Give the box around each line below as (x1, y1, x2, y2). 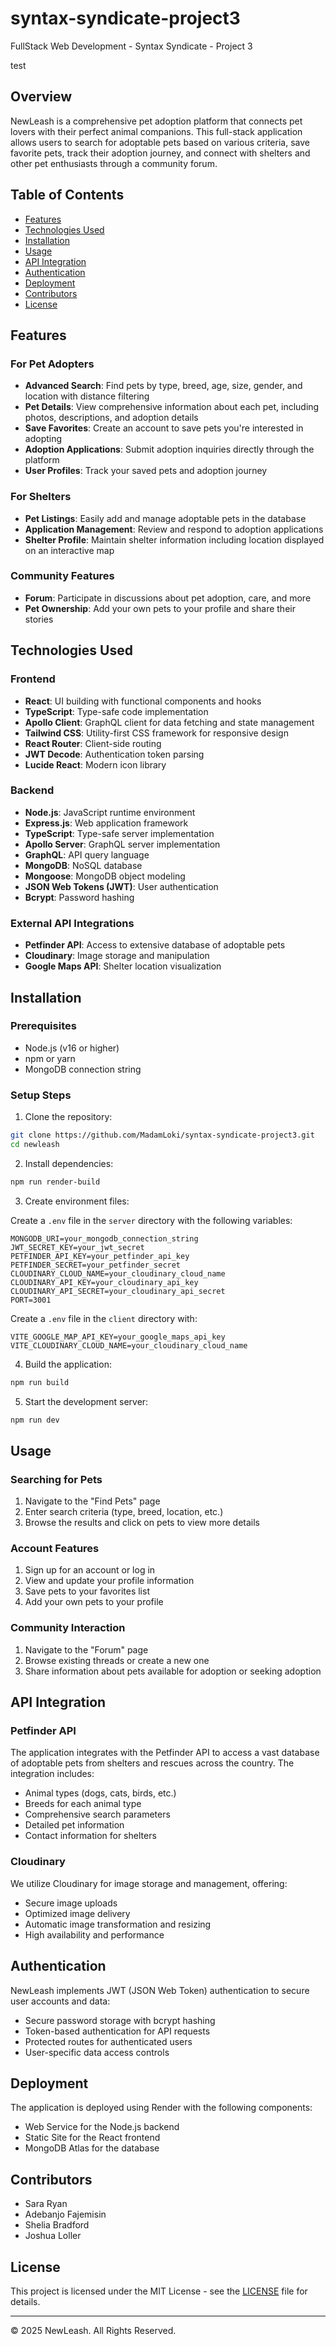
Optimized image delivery (24, 1907, 131, 1919)
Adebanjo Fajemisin (24, 2208, 107, 2221)
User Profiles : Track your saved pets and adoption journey (24, 465, 268, 477)
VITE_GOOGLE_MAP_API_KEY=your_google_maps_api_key (10, 1332, 226, 1342)
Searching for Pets (10, 1472, 103, 1486)
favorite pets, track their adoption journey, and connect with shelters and (10, 147, 311, 159)
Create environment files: (24, 1195, 130, 1207)
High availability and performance (24, 1928, 165, 1941)
